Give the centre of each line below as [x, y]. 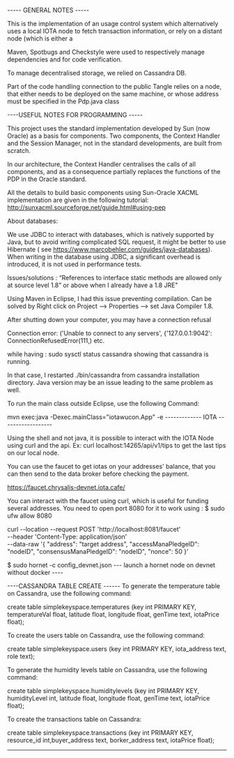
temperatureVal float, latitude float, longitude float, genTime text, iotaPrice [113, 614]
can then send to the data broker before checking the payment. [98, 474]
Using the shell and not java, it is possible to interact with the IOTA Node [111, 438]
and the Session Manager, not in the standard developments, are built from [115, 143]
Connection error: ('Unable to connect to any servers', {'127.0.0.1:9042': [110, 333]
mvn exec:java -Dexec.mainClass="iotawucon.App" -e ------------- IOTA [112, 417]
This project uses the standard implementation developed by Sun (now [109, 128]
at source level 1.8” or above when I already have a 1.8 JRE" [93, 285]
